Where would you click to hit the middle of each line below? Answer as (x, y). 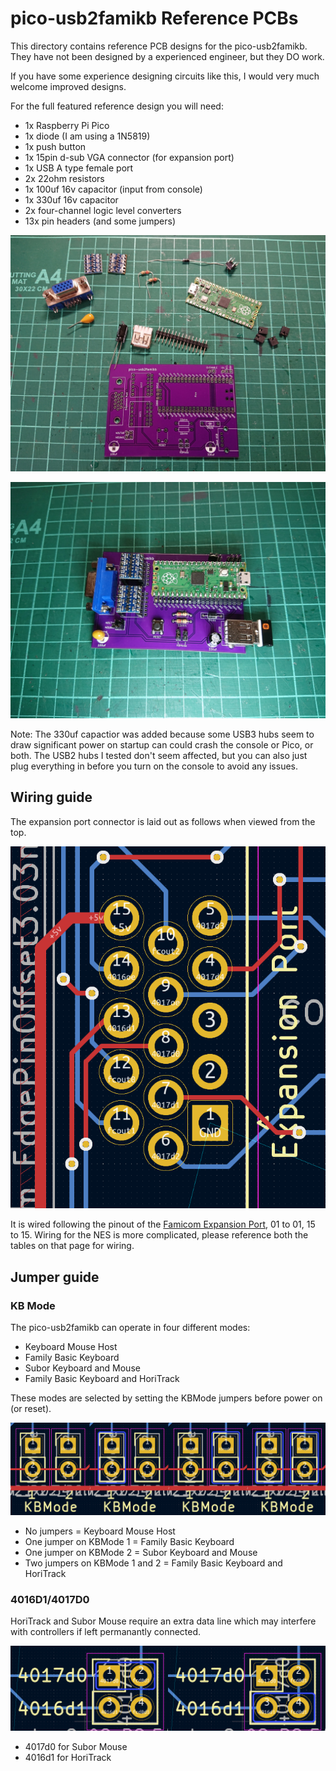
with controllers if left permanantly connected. (106, 1632)
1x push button (55, 146)
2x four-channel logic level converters (103, 210)
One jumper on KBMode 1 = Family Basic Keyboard (129, 1541)
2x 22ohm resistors (64, 178)
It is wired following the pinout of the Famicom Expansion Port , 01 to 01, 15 (163, 1224)
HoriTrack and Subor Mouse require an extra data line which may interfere (163, 1621)
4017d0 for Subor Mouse (76, 1747)
